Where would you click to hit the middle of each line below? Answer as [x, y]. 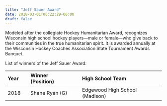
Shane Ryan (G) [49, 93]
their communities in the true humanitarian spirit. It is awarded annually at [80, 43]
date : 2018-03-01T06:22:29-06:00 [40, 14]
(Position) [42, 82]
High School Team [104, 78]
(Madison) [94, 96]
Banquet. [14, 54]
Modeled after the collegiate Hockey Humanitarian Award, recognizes [76, 33]
